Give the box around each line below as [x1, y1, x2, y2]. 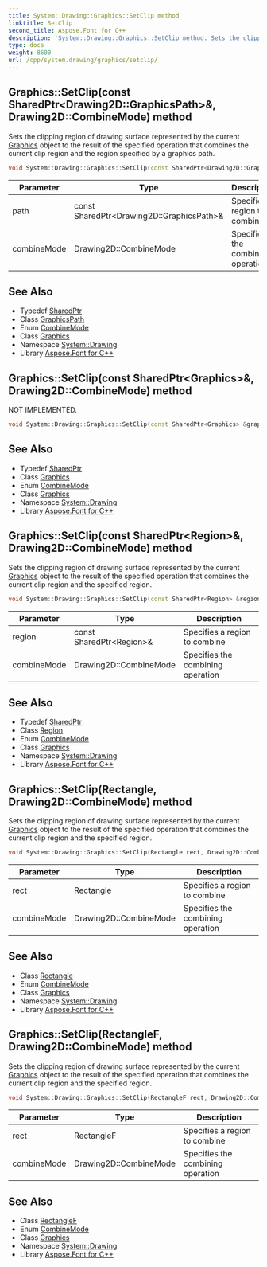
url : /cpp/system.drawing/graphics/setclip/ [8, 57, 158, 65]
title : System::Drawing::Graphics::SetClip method [8, 11, 180, 20]
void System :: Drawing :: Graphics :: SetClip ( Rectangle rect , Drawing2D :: [8, 849, 247, 857]
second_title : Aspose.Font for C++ [8, 26, 126, 34]
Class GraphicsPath [19, 315, 85, 324]
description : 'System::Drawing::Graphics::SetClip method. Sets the [8, 33, 240, 42]
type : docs [8, 41, 44, 49]
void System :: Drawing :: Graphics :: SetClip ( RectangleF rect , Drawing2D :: [8, 1093, 250, 1101]
